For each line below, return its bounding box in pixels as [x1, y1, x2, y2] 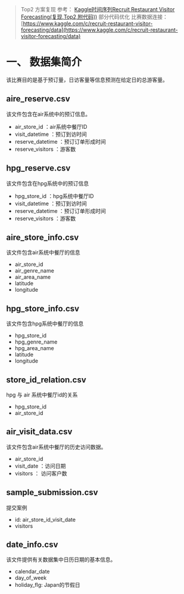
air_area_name [14, 274, 51, 281]
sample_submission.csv [6, 487, 98, 497]
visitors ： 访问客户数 [14, 469, 67, 477]
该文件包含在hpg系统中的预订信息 [6, 180, 89, 187]
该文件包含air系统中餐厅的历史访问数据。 [6, 443, 107, 450]
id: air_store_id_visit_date [14, 516, 76, 523]
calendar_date [14, 568, 50, 575]
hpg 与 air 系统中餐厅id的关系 [6, 391, 78, 398]
